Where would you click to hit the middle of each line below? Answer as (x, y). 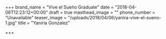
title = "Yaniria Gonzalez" (44, 23)
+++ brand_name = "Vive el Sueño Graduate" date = (60, 7)
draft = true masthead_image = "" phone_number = (102, 12)
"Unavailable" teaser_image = (36, 18)
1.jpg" (11, 23)
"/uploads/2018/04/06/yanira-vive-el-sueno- (114, 18)
